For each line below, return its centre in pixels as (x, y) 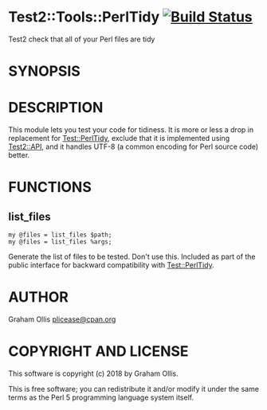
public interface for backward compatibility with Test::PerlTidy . (111, 265)
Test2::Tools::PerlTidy (84, 17)
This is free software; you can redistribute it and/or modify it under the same (133, 389)
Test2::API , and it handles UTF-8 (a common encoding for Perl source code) (133, 146)
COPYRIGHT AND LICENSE (98, 351)
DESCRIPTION (56, 108)
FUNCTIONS (50, 187)
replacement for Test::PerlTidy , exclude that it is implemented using (119, 139)
